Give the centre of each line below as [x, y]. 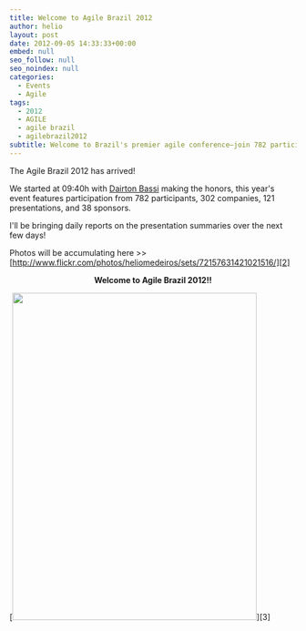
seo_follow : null [42, 60]
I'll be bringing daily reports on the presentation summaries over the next [146, 225]
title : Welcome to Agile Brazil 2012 [81, 18]
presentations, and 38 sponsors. [71, 208]
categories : [32, 77]
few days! [28, 235]
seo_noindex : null [44, 69]
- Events [34, 86]
